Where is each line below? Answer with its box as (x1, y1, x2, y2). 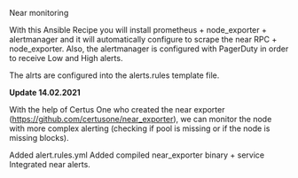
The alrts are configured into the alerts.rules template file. (9, 70, 220, 81)
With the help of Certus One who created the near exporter (9, 104, 225, 114)
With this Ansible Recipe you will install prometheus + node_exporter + (9, 25, 268, 35)
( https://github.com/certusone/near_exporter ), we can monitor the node (9, 114, 272, 124)
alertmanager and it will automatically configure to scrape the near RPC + (9, 35, 278, 44)
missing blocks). (9, 133, 69, 143)
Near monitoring (9, 8, 69, 18)
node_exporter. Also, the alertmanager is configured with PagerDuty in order (9, 43, 289, 54)
